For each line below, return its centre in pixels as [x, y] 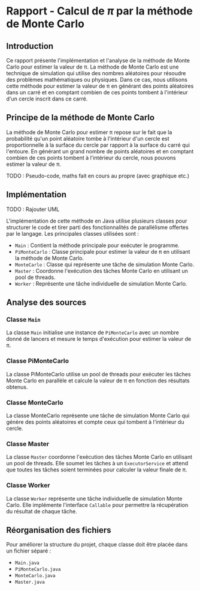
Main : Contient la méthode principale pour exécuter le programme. [97, 245]
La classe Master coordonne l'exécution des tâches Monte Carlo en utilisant [99, 457]
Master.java [30, 582]
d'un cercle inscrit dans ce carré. [47, 99]
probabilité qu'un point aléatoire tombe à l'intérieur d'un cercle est [88, 138]
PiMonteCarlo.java [38, 569]
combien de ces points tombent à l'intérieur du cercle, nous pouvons [91, 158]
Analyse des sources [46, 303]
